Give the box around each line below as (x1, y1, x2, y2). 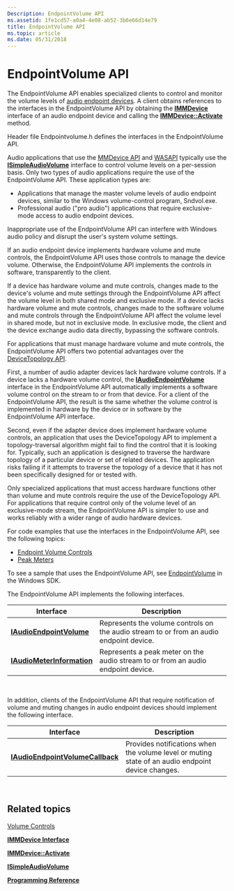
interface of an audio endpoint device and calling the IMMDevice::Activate (7, 112, 223, 120)
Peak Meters (17, 555, 54, 564)
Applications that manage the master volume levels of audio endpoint (17, 189, 217, 197)
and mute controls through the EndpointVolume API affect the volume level (7, 311, 221, 320)
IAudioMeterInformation (10, 656, 93, 666)
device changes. (125, 765, 180, 775)
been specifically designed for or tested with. (7, 470, 137, 479)
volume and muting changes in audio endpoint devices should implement (7, 703, 217, 712)
